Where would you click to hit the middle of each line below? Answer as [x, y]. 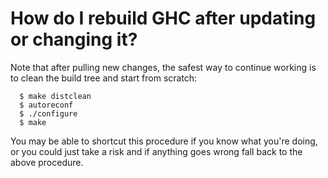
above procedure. [47, 162]
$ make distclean [55, 96]
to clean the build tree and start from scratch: [104, 78]
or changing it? [74, 39]
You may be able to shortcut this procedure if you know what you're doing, [164, 141]
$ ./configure [48, 113]
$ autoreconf [46, 105]
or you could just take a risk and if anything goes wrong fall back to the [156, 151]
